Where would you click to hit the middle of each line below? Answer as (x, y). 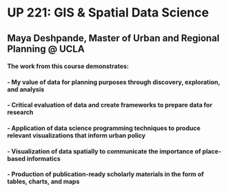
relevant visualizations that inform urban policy (76, 135)
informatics (43, 158)
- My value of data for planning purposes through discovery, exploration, (114, 82)
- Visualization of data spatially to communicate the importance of (104, 151)
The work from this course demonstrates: (68, 66)
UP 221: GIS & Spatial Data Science (108, 13)
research (20, 112)
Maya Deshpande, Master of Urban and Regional (113, 38)
